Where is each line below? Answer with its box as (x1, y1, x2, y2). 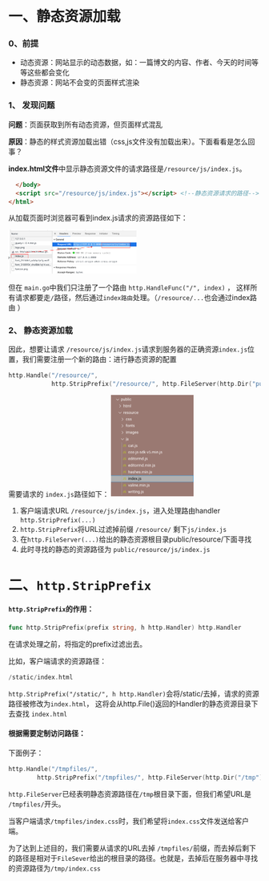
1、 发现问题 (8, 99, 55, 111)
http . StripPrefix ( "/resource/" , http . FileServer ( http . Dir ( (50, 380, 252, 388)
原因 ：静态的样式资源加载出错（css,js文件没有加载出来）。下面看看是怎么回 (8, 136, 255, 146)
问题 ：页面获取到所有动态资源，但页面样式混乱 (8, 120, 163, 129)
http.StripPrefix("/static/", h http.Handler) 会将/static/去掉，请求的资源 (8, 688, 259, 698)
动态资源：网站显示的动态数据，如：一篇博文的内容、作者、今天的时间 (19, 58, 252, 67)
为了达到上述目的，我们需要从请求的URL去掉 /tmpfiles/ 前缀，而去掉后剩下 (8, 843, 256, 853)
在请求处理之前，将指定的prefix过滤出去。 (8, 639, 147, 648)
